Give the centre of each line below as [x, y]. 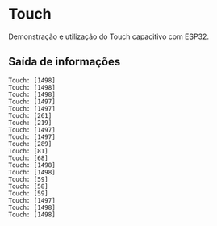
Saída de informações [65, 62]
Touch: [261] [30, 115]
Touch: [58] [28, 186]
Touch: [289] [30, 144]
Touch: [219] [30, 123]
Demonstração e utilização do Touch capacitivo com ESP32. [109, 36]
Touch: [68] [28, 158]
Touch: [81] [28, 151]
